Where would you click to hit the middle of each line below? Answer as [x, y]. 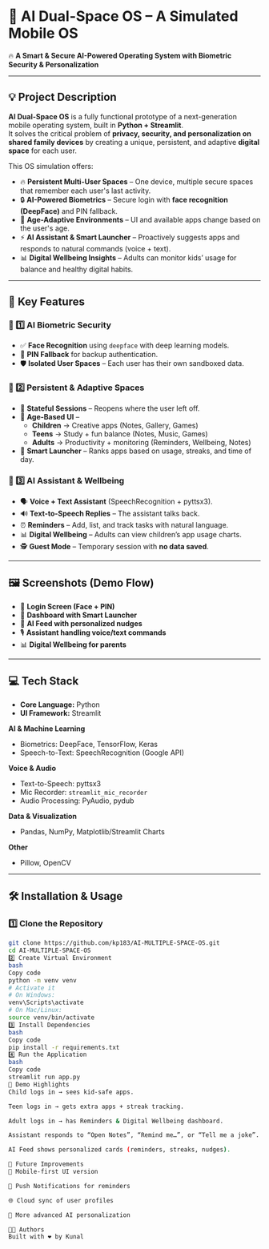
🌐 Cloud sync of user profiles [61, 1200]
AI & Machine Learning [47, 729]
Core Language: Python [60, 705]
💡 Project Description [63, 97]
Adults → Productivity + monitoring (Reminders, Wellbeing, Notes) [141, 442]
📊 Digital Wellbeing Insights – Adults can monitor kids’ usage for [128, 257]
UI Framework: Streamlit [60, 713]
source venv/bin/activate [51, 1018]
